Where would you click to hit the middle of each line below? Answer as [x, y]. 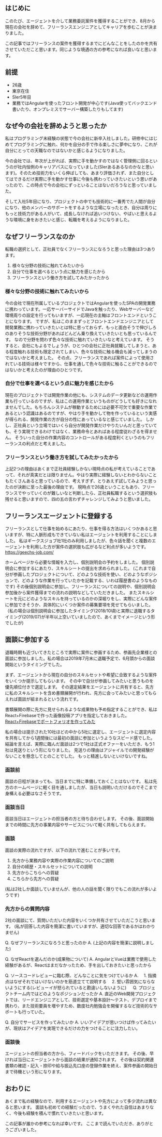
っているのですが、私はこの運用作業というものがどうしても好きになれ [87, 401]
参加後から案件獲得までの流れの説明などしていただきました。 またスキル [78, 592]
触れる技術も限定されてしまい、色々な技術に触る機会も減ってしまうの [87, 351]
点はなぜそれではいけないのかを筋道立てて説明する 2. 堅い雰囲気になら [78, 981]
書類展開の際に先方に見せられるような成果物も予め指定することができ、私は [81, 709]
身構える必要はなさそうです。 [35, 794]
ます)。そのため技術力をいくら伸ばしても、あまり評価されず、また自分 [75, 173]
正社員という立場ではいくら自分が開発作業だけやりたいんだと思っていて [85, 425]
